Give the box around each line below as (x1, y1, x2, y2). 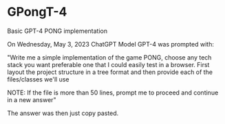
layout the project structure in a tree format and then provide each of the (7, 68, 213, 76)
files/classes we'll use (7, 75, 69, 83)
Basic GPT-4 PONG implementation (7, 27, 108, 35)
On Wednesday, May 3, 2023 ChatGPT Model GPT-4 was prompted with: (7, 40, 215, 48)
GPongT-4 (7, 4, 67, 20)
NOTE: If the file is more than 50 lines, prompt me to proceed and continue (7, 88, 219, 97)
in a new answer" (7, 95, 56, 103)
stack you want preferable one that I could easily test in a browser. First (7, 60, 210, 69)
